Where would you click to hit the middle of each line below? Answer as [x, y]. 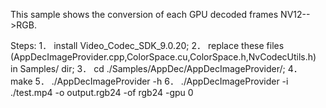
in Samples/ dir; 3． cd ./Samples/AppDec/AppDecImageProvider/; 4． [156, 68]
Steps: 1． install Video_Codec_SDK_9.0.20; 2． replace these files [147, 45]
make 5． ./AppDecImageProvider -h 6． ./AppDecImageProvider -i [149, 81]
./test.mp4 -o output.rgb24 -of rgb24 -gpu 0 [102, 92]
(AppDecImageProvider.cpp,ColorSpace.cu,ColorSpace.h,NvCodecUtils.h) [163, 57]
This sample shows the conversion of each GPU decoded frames [144, 14]
